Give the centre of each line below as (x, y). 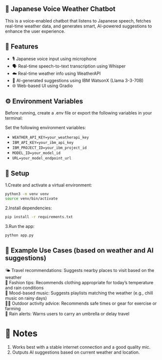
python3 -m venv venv (27, 194)
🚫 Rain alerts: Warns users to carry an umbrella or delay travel (67, 314)
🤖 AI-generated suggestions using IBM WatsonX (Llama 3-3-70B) (78, 80)
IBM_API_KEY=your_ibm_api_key (43, 143)
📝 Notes (21, 333)
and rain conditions (24, 288)
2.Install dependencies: (29, 208)
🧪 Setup (17, 173)
